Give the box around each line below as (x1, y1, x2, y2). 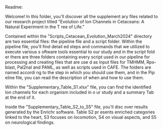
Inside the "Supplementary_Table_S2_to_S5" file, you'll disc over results (5, 104, 148, 110)
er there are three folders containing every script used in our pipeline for (5, 54, 150, 60)
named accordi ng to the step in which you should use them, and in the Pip (5, 70, 155, 75)
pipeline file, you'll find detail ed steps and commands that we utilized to (5, 44, 150, 49)
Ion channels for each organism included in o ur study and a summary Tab (5, 90, 154, 95)
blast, (5, 64, 16, 70)
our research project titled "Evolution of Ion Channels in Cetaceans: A (5, 19, 145, 24)
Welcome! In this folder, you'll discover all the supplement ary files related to (5, 14, 158, 19)
